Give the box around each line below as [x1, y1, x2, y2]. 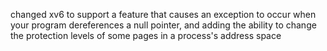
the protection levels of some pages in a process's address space [10, 30, 282, 41]
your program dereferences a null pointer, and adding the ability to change [10, 19, 317, 31]
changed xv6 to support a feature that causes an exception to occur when [10, 9, 317, 20]
